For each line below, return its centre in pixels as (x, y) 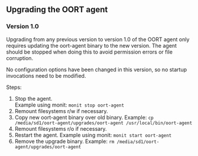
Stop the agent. (33, 98)
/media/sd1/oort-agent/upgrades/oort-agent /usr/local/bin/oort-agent (103, 123)
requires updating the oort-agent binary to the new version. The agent (92, 45)
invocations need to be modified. (46, 75)
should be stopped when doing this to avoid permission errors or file (90, 52)
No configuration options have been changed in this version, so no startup (97, 69)
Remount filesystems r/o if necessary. (61, 128)
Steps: (14, 87)
